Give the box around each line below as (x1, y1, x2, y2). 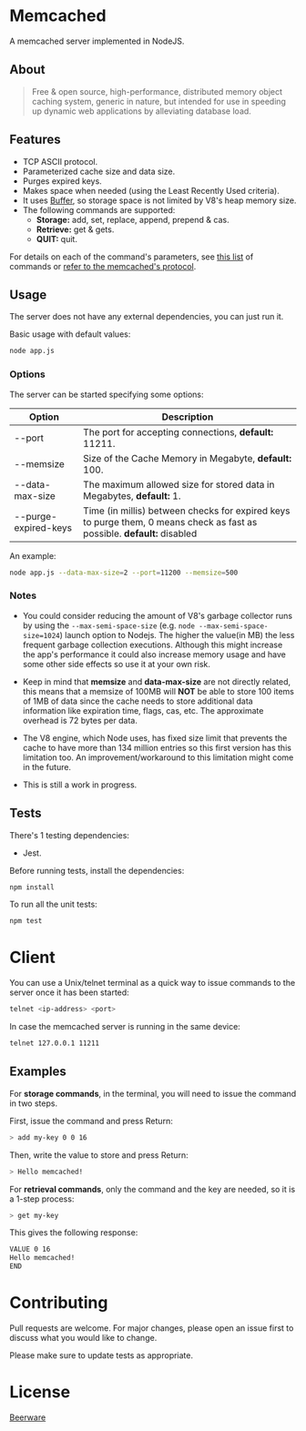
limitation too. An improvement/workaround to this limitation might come (22, 752, 294, 763)
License (9, 1382, 71, 1403)
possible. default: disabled (83, 527, 198, 540)
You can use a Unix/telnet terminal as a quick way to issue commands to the (9, 978, 296, 989)
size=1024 (22, 631, 61, 640)
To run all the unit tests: (9, 898, 97, 910)
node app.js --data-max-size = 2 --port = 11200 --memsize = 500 (9, 568, 239, 577)
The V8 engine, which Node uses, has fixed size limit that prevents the (22, 732, 288, 743)
